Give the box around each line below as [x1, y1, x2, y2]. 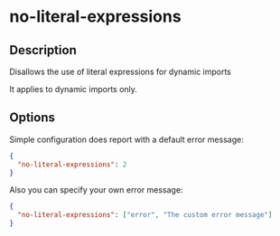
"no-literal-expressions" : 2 [17, 160, 127, 169]
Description [9, 42, 77, 58]
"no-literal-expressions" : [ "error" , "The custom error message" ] [17, 211, 273, 220]
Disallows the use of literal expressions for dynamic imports [9, 66, 232, 77]
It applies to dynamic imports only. [9, 84, 138, 94]
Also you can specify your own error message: [9, 184, 183, 195]
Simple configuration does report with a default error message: [9, 134, 244, 145]
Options [9, 110, 56, 126]
